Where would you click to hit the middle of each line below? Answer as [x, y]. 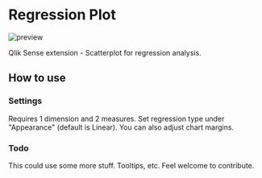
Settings [25, 101]
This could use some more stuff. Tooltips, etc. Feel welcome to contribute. [131, 165]
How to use [37, 78]
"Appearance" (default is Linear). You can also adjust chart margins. [121, 127]
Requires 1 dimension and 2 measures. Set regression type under [116, 118]
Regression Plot [62, 15]
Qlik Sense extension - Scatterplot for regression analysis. [105, 52]
